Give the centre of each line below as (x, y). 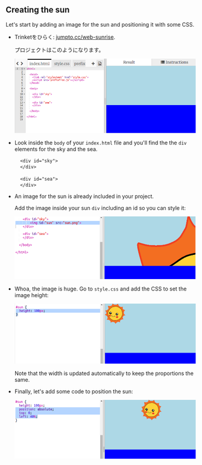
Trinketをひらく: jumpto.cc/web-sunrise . (65, 37)
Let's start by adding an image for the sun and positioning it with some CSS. (100, 24)
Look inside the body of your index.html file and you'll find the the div (100, 143)
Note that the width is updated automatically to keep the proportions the (104, 373)
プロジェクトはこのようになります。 (59, 50)
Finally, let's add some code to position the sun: (74, 391)
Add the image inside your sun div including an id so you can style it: (100, 208)
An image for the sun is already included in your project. (84, 196)
